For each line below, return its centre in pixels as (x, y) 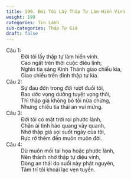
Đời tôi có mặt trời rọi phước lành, (61, 119)
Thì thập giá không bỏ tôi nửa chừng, (66, 100)
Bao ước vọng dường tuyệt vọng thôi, (66, 95)
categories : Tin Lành (33, 22)
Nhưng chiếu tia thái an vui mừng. (62, 107)
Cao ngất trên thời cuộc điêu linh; (61, 63)
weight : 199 (21, 17)
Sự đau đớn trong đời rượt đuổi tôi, (63, 88)
